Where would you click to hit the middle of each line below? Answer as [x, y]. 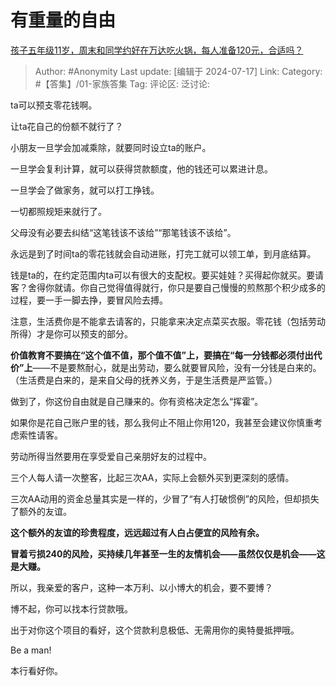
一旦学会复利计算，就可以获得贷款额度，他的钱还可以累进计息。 [141, 168]
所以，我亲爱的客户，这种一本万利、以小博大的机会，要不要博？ [141, 587]
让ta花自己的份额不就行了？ [67, 126]
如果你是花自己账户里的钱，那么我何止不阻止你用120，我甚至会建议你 [153, 422]
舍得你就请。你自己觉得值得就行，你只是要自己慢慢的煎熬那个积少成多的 [176, 287]
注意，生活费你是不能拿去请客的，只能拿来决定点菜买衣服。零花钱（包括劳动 [168, 321]
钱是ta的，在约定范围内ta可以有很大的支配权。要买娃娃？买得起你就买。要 [163, 275]
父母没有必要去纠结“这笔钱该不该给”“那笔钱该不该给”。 [123, 232]
